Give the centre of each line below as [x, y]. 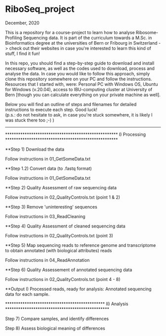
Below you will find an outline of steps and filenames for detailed [71, 104]
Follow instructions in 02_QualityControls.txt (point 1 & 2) [62, 197]
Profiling [14, 38]
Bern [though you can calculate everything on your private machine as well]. [83, 95]
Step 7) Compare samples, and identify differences [57, 319]
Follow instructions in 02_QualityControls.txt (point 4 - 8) [63, 279]
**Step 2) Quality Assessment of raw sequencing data [61, 187]
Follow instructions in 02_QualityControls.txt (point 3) [59, 235]
